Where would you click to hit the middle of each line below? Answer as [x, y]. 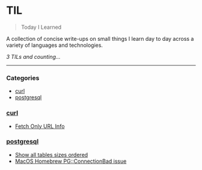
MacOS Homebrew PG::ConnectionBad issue [71, 161]
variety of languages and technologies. [55, 45]
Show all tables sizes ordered [51, 154]
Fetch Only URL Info [40, 126]
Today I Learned [41, 27]
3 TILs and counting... [33, 56]
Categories [23, 77]
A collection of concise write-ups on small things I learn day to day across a [100, 38]
